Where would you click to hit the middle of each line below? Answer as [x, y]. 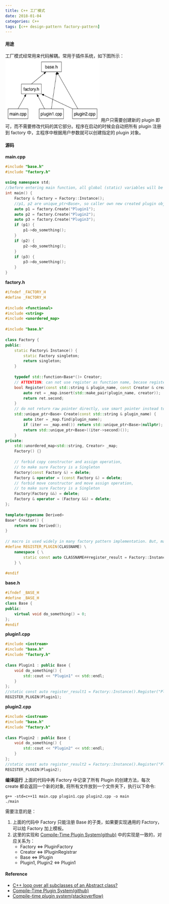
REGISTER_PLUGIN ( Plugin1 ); [33, 697]
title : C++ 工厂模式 [25, 11]
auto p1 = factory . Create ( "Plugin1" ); [55, 209]
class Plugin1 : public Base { [38, 665]
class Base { [19, 604]
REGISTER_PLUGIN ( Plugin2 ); [33, 770]
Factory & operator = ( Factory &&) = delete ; [63, 499]
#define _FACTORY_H [26, 297]
